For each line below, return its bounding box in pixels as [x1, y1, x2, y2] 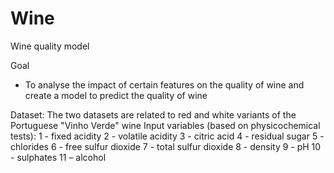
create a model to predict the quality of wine [24, 89, 208, 101]
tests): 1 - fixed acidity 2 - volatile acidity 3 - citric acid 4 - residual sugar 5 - [10, 130, 325, 142]
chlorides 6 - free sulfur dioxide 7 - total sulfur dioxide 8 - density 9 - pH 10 [10, 140, 322, 152]
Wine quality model [10, 40, 90, 52]
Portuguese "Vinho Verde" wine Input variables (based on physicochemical [10, 119, 321, 131]
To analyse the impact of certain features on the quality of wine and [24, 78, 305, 91]
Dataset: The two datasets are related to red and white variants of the [10, 108, 297, 121]
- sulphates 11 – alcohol [10, 151, 107, 163]
